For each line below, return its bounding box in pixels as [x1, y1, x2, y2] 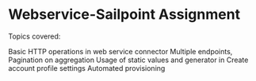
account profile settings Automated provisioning [8, 63, 166, 72]
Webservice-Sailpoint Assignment [8, 6, 240, 24]
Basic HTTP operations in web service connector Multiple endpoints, [8, 46, 233, 56]
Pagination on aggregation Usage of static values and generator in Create [8, 55, 249, 64]
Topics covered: [8, 31, 61, 41]
